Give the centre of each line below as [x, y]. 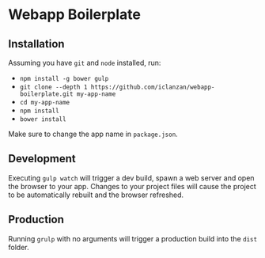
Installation [36, 44]
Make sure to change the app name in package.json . [93, 134]
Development [42, 159]
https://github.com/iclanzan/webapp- [153, 87]
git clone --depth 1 [53, 87]
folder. [19, 247]
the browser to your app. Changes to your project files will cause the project [132, 186]
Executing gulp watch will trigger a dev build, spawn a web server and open [131, 178]
